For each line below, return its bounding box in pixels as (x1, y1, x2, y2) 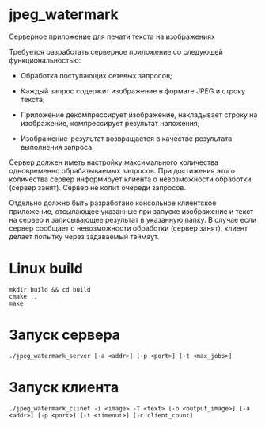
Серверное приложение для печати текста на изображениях (9, 32, 216, 41)
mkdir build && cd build (9, 285, 91, 294)
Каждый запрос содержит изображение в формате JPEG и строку (20, 86, 246, 96)
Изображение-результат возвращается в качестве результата (20, 133, 233, 143)
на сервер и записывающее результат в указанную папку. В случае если (9, 215, 256, 224)
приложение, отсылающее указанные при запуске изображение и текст (9, 206, 254, 215)
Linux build (9, 260, 84, 278)
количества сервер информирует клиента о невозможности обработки (9, 174, 252, 184)
